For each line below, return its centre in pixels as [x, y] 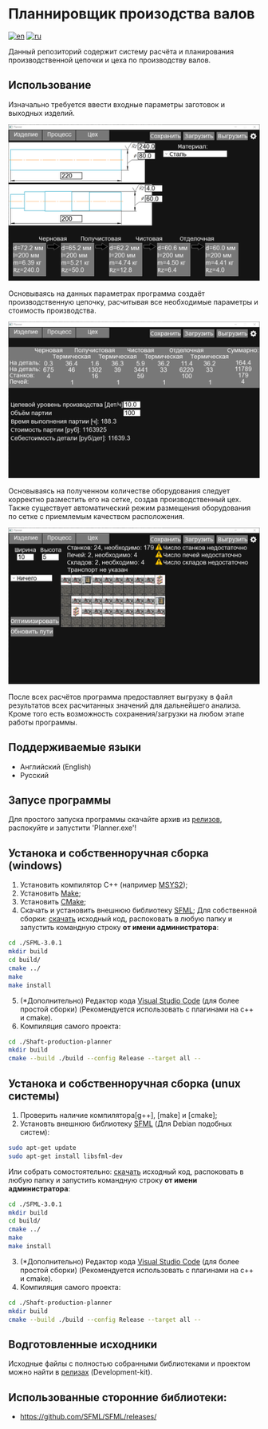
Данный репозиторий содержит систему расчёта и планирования [121, 51]
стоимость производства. [53, 310]
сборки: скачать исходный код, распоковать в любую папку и [126, 919]
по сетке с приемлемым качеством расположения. [97, 516]
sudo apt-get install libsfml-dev [66, 1156]
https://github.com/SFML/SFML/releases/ [88, 1417]
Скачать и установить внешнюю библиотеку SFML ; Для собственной [138, 910]
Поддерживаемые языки [75, 747]
